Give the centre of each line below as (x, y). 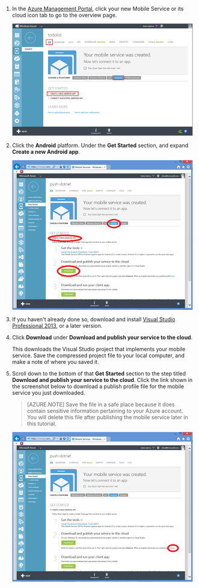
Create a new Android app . (46, 152)
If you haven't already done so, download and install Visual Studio (93, 319)
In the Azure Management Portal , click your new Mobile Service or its (98, 9)
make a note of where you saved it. (55, 361)
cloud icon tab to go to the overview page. (64, 15)
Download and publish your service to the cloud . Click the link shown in (102, 380)
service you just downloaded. (48, 393)
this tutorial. (41, 424)
